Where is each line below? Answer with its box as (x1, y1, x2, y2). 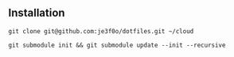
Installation (8, 6, 65, 20)
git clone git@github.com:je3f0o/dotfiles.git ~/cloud (8, 27, 194, 35)
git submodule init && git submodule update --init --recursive (8, 41, 226, 49)
